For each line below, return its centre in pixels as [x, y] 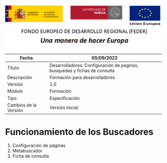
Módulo [15, 91]
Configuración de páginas [39, 146]
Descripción [20, 77]
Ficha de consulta [31, 156]
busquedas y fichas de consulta [82, 71]
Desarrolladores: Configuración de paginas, [94, 65]
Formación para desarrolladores [82, 77]
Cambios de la [22, 105]
